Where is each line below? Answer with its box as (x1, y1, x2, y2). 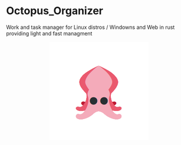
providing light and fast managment (6, 29, 93, 37)
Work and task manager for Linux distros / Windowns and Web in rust (6, 24, 175, 31)
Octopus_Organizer (6, 4, 104, 18)
